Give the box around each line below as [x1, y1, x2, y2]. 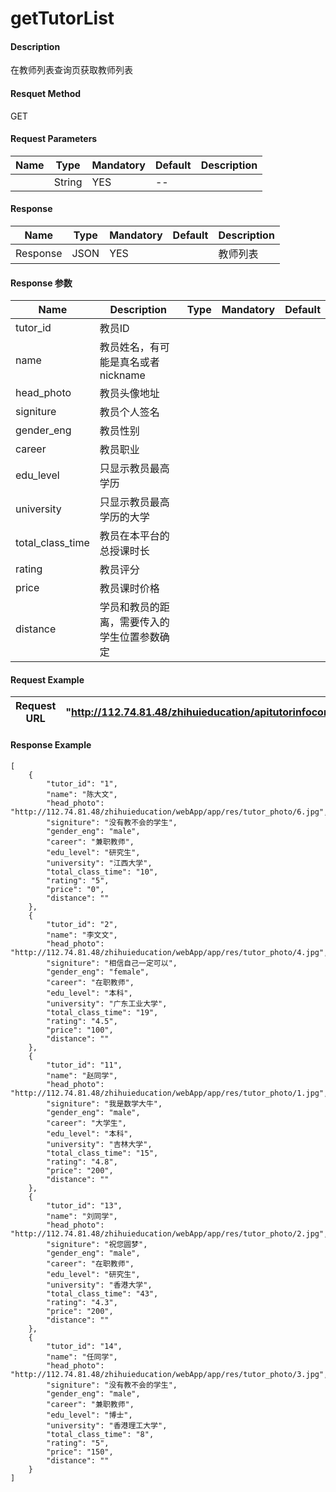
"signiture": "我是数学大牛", [46, 1098, 163, 1109]
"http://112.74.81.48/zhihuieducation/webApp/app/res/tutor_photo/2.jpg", [10, 1228, 329, 1239]
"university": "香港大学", [46, 1280, 153, 1290]
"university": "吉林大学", [46, 1139, 153, 1149]
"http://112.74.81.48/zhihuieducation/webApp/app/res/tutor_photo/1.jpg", [10, 1088, 329, 1098]
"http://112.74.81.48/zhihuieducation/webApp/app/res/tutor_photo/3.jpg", [10, 1369, 329, 1379]
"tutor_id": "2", [46, 919, 118, 929]
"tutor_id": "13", [46, 1200, 123, 1211]
